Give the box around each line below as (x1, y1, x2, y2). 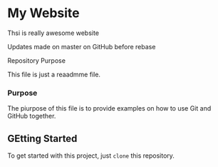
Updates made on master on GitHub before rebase (7, 42, 156, 51)
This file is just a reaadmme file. (7, 70, 101, 79)
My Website (7, 5, 80, 21)
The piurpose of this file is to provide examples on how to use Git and (7, 104, 212, 113)
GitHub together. (7, 112, 56, 121)
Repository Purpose (7, 56, 66, 65)
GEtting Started (7, 132, 78, 144)
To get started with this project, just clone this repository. (7, 151, 175, 160)
